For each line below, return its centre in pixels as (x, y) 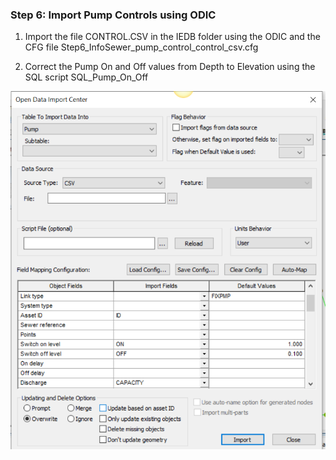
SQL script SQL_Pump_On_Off (86, 77)
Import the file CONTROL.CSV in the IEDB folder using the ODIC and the (172, 37)
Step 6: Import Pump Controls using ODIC (113, 15)
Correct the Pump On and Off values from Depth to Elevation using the (170, 67)
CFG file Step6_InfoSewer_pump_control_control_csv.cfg (141, 47)
